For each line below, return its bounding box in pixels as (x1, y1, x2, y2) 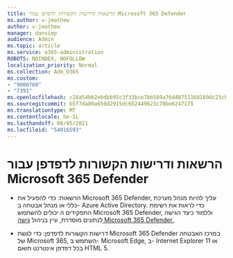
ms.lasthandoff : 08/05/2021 (7, 119, 89, 127)
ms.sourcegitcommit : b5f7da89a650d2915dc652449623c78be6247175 (7, 101, 194, 108)
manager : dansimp (7, 29, 58, 37)
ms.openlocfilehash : (7, 94, 67, 101)
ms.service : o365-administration (7, 49, 104, 56)
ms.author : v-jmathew (7, 17, 70, 24)
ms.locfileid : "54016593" (7, 126, 82, 133)
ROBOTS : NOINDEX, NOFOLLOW (7, 55, 85, 62)
